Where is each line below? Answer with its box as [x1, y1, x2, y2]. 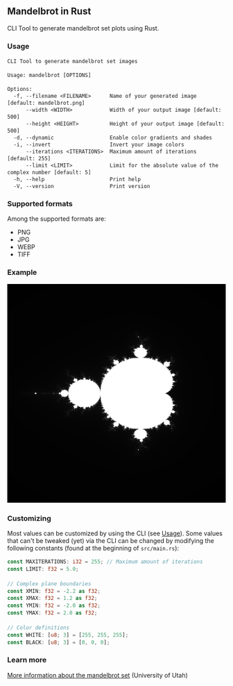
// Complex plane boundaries [7, 580, 92, 587]
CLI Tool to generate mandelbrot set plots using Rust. [7, 24, 159, 32]
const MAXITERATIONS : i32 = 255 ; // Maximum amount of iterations [7, 558, 203, 565]
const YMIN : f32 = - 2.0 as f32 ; [7, 602, 101, 610]
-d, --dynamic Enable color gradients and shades [13, 135, 213, 142]
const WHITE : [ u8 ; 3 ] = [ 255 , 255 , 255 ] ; [7, 631, 129, 638]
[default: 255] [7, 156, 51, 162]
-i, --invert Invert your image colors [13, 142, 185, 149]
